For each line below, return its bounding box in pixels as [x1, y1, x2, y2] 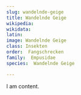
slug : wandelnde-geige [6, 9, 64, 15]
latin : [6, 32, 23, 38]
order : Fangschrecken [6, 49, 64, 55]
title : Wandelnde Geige [6, 15, 67, 21]
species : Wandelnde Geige [6, 60, 75, 66]
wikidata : [6, 26, 32, 32]
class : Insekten [6, 44, 48, 50]
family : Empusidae [6, 55, 56, 61]
